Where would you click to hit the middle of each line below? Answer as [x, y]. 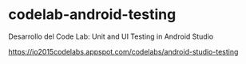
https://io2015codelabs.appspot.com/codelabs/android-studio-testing [123, 51]
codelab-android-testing [92, 15]
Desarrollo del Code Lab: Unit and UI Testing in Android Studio [111, 36]
